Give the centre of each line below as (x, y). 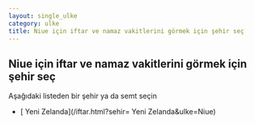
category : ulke (34, 24)
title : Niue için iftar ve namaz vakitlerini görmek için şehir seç (126, 31)
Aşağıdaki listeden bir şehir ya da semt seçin (83, 96)
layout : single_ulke (43, 16)
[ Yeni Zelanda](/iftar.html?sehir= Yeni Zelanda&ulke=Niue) (118, 112)
